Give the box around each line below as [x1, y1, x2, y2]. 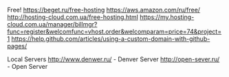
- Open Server [7, 63, 48, 70]
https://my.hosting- [140, 13, 195, 21]
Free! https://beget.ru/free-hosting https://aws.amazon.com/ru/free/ [7, 6, 201, 14]
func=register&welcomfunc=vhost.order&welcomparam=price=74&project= [7, 27, 222, 35]
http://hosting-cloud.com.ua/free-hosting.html [7, 13, 139, 21]
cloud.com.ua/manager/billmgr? [7, 20, 98, 28]
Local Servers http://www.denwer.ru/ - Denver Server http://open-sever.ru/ [7, 55, 220, 63]
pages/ [7, 42, 28, 50]
